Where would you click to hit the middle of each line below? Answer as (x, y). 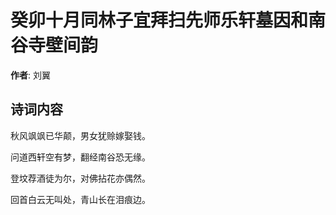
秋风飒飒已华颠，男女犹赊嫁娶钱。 (80, 135)
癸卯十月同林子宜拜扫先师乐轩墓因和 (159, 20)
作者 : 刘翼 (30, 75)
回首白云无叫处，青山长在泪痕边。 (80, 199)
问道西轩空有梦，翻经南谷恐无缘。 (80, 157)
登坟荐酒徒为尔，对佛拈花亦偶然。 (80, 178)
